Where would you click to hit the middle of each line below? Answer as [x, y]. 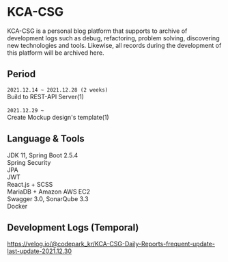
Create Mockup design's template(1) [58, 117]
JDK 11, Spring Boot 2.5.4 [43, 155]
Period [22, 74]
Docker [17, 206]
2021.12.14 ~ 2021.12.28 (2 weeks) [58, 90]
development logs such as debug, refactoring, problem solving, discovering [113, 38]
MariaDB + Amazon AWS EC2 [49, 192]
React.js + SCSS [30, 184]
